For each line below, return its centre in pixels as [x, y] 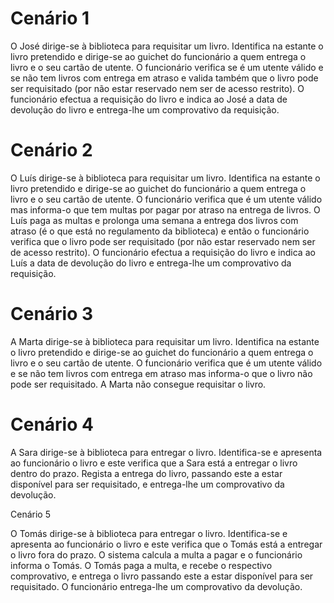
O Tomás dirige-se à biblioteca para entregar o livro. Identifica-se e [149, 533]
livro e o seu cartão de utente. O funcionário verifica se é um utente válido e [167, 67]
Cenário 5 [30, 514]
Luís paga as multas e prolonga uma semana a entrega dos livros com [154, 220]
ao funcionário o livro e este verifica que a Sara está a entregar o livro [154, 463]
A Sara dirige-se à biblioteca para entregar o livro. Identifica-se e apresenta [166, 452]
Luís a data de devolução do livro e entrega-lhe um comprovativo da [151, 263]
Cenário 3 [52, 314]
